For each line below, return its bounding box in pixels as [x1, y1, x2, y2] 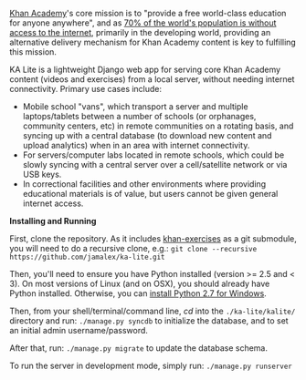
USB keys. [22, 169, 62, 180]
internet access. [22, 198, 84, 209]
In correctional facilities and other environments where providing [22, 179, 267, 190]
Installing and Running [9, 216, 97, 226]
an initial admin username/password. [9, 325, 149, 335]
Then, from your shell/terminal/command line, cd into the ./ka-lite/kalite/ [9, 305, 296, 316]
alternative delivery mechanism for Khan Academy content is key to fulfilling [9, 36, 297, 47]
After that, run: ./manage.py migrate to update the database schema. [9, 343, 268, 354]
